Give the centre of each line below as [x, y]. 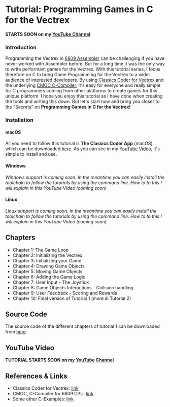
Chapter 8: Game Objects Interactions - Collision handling [73, 287]
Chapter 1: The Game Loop [41, 250]
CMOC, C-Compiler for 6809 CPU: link [53, 394]
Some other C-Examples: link [43, 399]
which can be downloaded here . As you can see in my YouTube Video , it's [82, 149]
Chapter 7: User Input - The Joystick [51, 282]
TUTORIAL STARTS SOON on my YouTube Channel [60, 360]
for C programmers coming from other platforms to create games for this [81, 91]
